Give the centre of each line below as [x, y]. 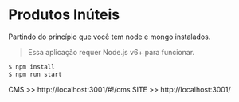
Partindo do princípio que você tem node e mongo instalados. [110, 37]
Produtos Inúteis [64, 15]
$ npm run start [35, 74]
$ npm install [32, 67]
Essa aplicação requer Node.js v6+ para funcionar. [111, 52]
